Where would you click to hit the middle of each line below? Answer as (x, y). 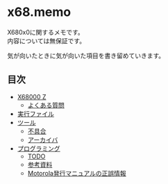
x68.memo (39, 12)
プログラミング (39, 148)
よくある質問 (46, 105)
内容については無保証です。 (46, 41)
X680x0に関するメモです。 (46, 32)
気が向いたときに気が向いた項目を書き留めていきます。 (86, 56)
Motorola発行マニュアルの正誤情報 (77, 173)
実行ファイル (35, 114)
